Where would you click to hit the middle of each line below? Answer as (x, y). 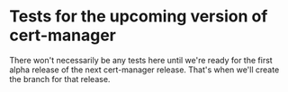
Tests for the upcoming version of (139, 17)
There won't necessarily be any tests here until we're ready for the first (141, 60)
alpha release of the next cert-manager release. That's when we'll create (144, 70)
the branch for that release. (60, 79)
